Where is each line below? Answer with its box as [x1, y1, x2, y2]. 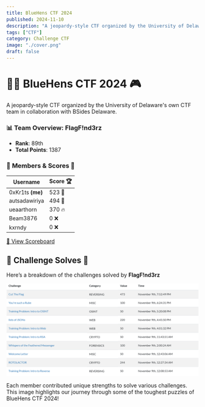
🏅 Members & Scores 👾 [6, 162, 75, 170]
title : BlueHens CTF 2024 [6, 10, 72, 16]
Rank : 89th [15, 140, 44, 147]
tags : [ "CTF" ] [6, 29, 43, 35]
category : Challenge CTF [6, 35, 70, 42]
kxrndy [9, 223, 27, 231]
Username [13, 178, 40, 186]
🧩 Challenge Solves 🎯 [6, 255, 89, 266]
